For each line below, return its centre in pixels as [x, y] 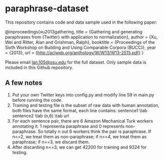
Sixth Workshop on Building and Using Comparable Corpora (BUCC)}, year [81, 47]
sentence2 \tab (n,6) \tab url [41, 116]
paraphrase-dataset [47, 9]
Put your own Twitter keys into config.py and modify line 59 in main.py [83, 95]
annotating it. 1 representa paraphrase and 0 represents [68, 126]
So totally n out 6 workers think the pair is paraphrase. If [94, 131]
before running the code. [37, 100]
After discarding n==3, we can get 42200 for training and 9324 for [79, 147]
